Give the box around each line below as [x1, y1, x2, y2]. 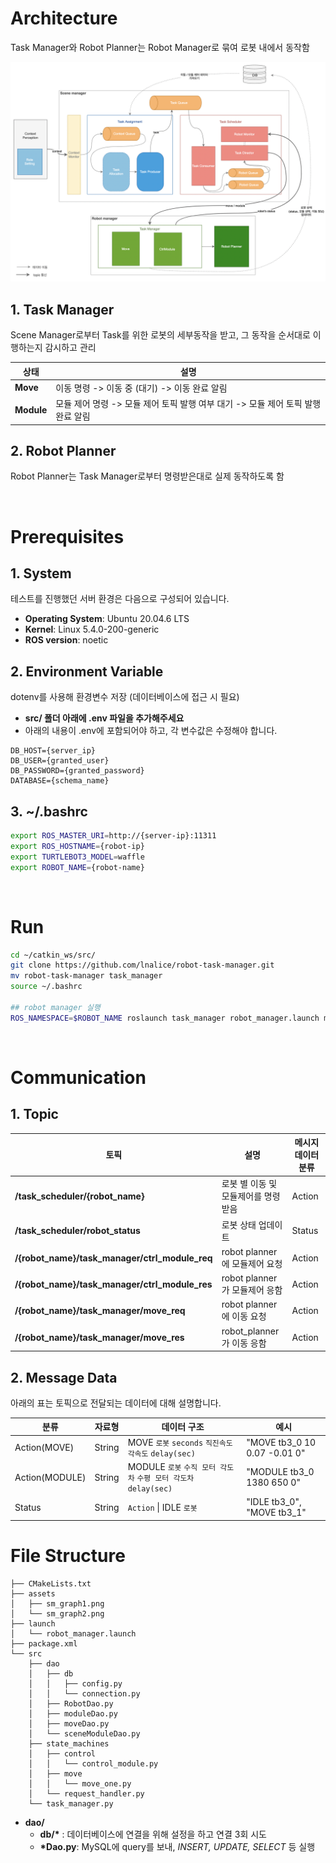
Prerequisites [10, 525, 125, 548]
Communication [10, 1066, 147, 1089]
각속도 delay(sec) [127, 1448, 196, 1459]
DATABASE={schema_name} [10, 776, 110, 786]
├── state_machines [28, 1738, 110, 1749]
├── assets [10, 1588, 56, 1599]
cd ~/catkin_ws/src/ [10, 950, 97, 960]
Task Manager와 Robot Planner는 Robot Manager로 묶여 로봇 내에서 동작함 [10, 41, 310, 53]
